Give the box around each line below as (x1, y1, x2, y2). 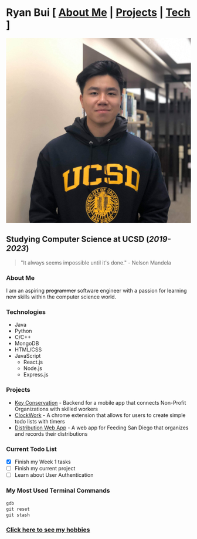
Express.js (23, 371, 49, 378)
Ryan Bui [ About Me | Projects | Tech (6, 6, 191, 19)
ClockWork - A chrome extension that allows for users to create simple (14, 411, 186, 419)
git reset (6, 506, 30, 513)
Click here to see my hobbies (6, 526, 90, 534)
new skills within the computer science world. (6, 293, 117, 300)
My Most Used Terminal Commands (6, 487, 110, 495)
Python (14, 327, 32, 334)
